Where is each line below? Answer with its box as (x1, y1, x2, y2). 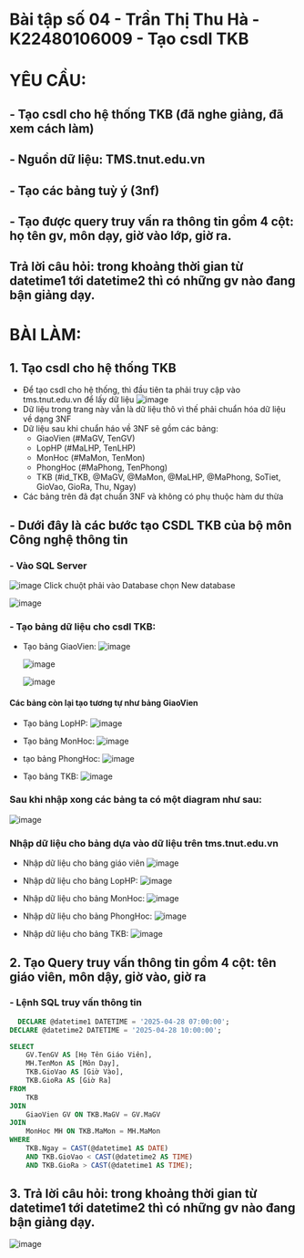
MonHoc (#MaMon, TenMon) (35, 452, 146, 463)
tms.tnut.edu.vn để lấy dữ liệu (22, 394, 135, 405)
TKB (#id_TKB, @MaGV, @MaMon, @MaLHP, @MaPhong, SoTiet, (35, 472, 281, 483)
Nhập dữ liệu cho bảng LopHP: (22, 876, 138, 887)
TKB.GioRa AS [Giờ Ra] (25, 1076, 112, 1086)
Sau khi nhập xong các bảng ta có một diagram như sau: (9, 794, 262, 806)
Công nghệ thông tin (9, 532, 129, 547)
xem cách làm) (9, 120, 95, 136)
